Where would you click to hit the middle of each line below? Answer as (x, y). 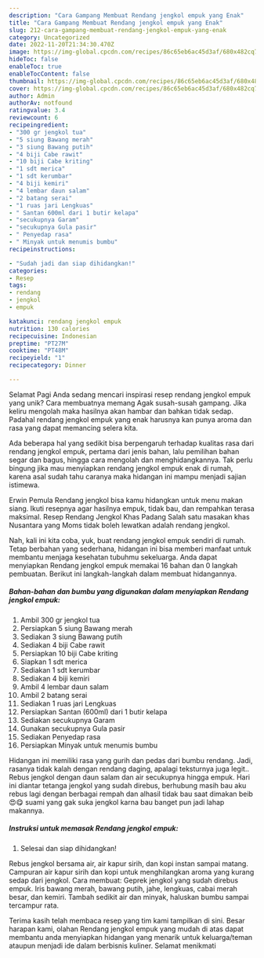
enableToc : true (35, 67)
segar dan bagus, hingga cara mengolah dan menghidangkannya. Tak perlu (131, 460)
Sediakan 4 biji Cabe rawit (62, 644)
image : (20, 52)
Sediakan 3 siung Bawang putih (71, 637)
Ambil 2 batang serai (54, 695)
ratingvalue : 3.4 (37, 111)
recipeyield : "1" (37, 358)
